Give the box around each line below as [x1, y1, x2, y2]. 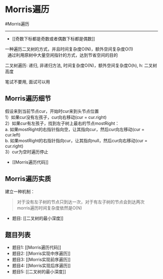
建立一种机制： [5, 188, 35, 194]
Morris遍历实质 [5, 175, 51, 183]
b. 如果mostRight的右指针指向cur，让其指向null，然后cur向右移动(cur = [5, 137, 148, 143]
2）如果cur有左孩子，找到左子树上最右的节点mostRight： [5, 120, 120, 126]
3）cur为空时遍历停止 [5, 148, 49, 155]
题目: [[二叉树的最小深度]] [12, 215, 64, 221]
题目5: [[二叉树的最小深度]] [12, 269, 66, 275]
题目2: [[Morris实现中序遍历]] [12, 250, 71, 257]
